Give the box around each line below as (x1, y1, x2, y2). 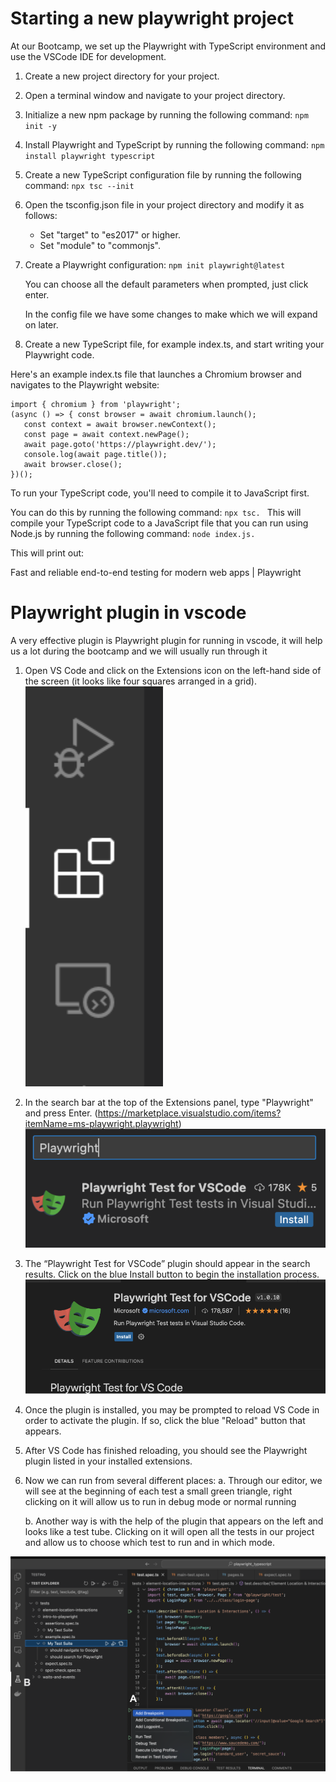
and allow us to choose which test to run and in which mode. (24, 1536, 275, 1548)
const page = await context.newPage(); (23, 429, 190, 439)
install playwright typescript (24, 151, 156, 161)
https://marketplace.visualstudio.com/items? (97, 1107, 282, 1119)
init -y (24, 121, 57, 131)
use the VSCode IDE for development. (10, 50, 167, 62)
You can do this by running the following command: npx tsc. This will (10, 506, 302, 518)
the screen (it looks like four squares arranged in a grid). (24, 675, 257, 687)
